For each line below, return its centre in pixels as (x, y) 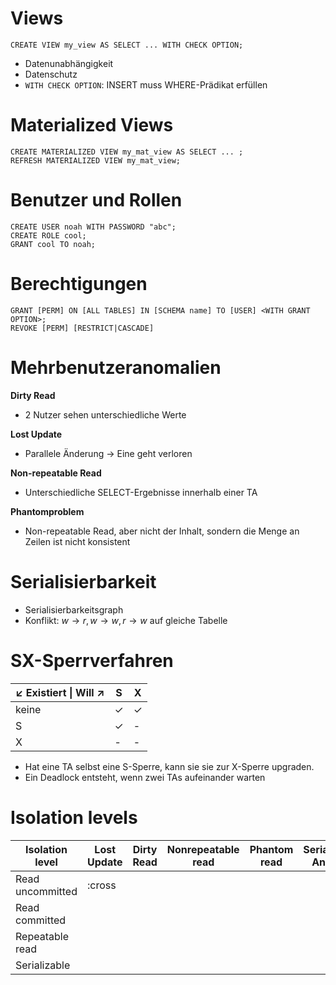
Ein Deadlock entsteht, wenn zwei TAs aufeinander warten (145, 777)
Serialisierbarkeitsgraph (74, 609)
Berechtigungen (79, 284)
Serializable (43, 965)
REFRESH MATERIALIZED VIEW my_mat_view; (96, 160)
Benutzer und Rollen (96, 200)
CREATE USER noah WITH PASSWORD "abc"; (93, 227)
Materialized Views (92, 125)
